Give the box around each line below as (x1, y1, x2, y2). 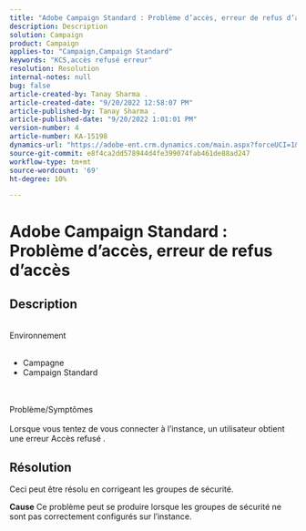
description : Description (9, 22, 107, 31)
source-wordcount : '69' (9, 166, 100, 175)
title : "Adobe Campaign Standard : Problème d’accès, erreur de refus (9, 13, 283, 23)
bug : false (9, 81, 51, 90)
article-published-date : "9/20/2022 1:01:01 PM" (9, 115, 198, 124)
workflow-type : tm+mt (9, 157, 92, 167)
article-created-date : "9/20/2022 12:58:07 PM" (9, 97, 194, 107)
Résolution (9, 459, 72, 475)
